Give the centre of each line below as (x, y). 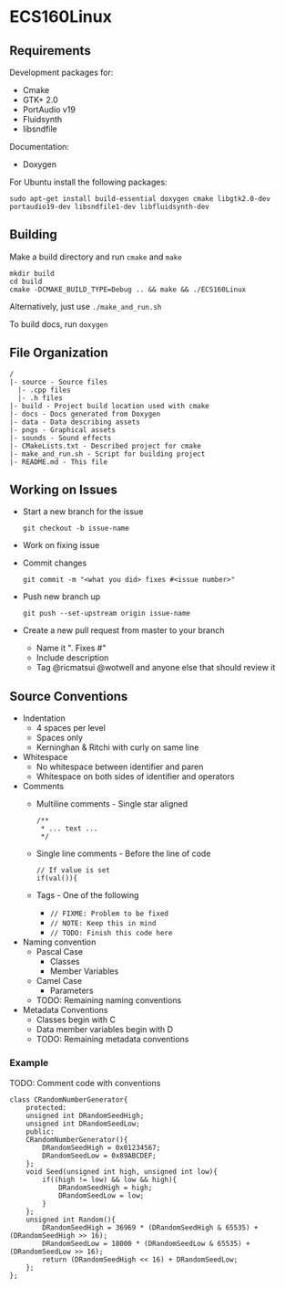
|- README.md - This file (58, 462)
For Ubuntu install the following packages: (88, 182)
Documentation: (40, 147)
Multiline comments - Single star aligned (112, 804)
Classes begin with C (76, 1020)
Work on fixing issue (61, 545)
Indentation (44, 718)
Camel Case (59, 981)
